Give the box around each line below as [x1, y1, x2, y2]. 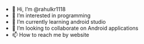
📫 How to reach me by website [11, 32, 89, 38]
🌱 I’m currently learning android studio [11, 18, 106, 25]
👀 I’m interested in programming [11, 12, 91, 19]
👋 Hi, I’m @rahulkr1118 [11, 6, 66, 12]
